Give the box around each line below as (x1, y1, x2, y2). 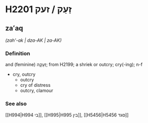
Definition (5, 50, 30, 57)
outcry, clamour (20, 87, 53, 94)
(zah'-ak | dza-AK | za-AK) (5, 37, 62, 43)
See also (5, 100, 27, 107)
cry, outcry (12, 71, 35, 77)
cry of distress (20, 82, 51, 88)
